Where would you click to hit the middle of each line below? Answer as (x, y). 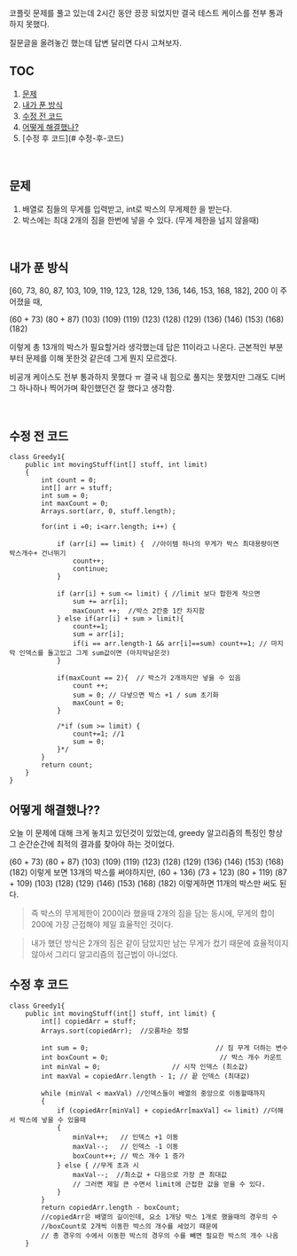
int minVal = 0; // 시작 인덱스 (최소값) (145, 1066)
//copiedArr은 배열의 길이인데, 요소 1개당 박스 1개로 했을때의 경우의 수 (160, 1217)
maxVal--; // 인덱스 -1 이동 (125, 1146)
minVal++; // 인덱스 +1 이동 (125, 1137)
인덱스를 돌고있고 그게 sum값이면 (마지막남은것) (95, 653)
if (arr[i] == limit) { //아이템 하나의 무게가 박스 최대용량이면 (168, 544)
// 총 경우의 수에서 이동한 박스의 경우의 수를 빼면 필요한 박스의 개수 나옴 (160, 1236)
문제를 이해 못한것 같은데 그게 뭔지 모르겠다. (101, 358)
